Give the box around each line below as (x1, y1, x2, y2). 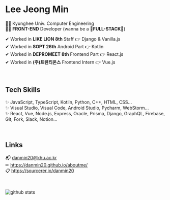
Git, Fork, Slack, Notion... (5, 116, 58, 122)
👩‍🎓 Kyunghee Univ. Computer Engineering (5, 20, 94, 26)
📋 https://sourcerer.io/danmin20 (5, 168, 74, 174)
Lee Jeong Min (5, 4, 69, 15)
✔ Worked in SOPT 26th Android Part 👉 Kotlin (5, 43, 104, 49)
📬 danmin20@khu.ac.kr (5, 154, 57, 160)
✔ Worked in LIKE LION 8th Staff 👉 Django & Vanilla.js (5, 36, 121, 42)
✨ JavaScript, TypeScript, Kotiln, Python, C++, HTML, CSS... (5, 99, 132, 105)
